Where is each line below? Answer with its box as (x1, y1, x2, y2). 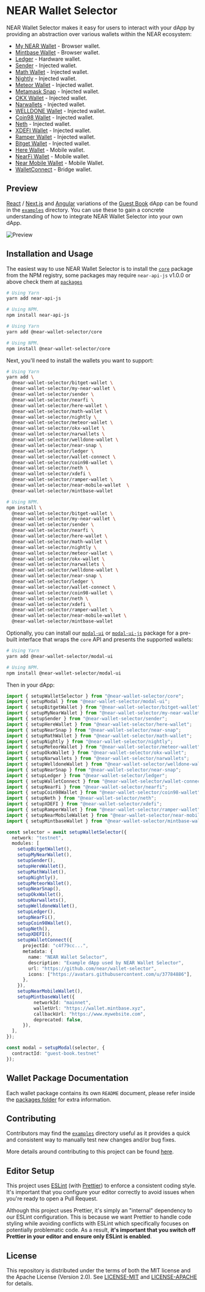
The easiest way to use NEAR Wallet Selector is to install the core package (6, 265, 193, 272)
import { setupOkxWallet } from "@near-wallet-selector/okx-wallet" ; (6, 750, 187, 756)
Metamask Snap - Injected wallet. (15, 87, 99, 95)
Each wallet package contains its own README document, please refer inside (6, 1089, 195, 1096)
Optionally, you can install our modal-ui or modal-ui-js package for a (6, 629, 179, 637)
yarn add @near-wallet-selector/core (6, 328, 103, 335)
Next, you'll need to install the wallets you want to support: (6, 356, 154, 364)
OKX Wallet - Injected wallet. (15, 94, 87, 102)
